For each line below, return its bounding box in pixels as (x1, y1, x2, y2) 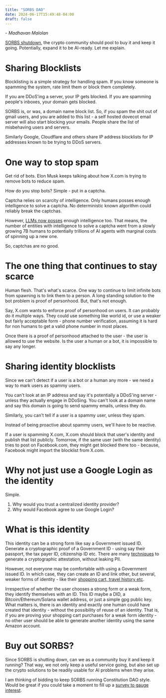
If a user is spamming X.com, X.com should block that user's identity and (5, 432, 155, 438)
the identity (5, 475, 54, 487)
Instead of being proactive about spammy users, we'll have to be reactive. (5, 422, 156, 428)
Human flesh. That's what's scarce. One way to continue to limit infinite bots (5, 287, 161, 293)
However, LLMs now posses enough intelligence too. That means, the (5, 218, 148, 224)
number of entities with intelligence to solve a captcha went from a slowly (5, 223, 156, 229)
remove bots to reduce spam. (5, 178, 65, 184)
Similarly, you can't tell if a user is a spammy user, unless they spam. (5, 412, 145, 418)
